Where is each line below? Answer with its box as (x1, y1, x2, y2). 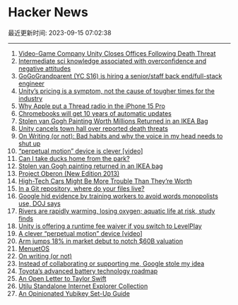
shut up (18, 139, 41, 148)
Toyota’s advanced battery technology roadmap (18, 266, 158, 275)
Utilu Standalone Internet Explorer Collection (18, 282, 148, 290)
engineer (18, 79, 45, 88)
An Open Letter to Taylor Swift (18, 274, 107, 282)
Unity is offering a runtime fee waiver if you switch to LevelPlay (18, 222, 202, 230)
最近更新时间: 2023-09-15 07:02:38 (8, 28, 112, 37)
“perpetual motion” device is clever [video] (18, 146, 143, 155)
